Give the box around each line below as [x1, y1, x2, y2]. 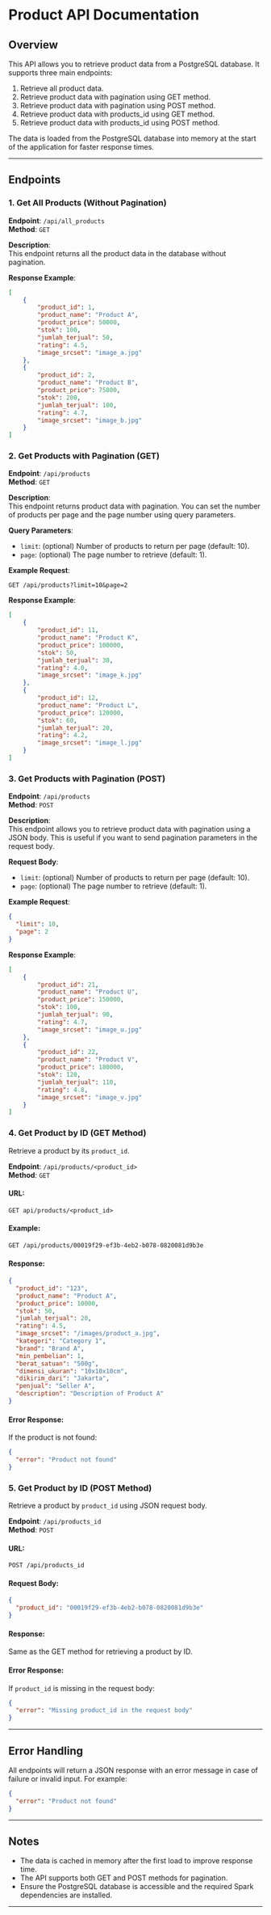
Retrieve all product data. [19, 83, 104, 93]
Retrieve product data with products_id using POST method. [19, 118, 220, 127]
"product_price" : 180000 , [37, 1063, 125, 1072]
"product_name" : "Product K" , [37, 634, 139, 642]
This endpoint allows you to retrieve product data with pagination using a [8, 825, 251, 834]
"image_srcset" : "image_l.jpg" [37, 739, 143, 747]
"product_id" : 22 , [37, 1048, 99, 1057]
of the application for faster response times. [8, 142, 155, 151]
